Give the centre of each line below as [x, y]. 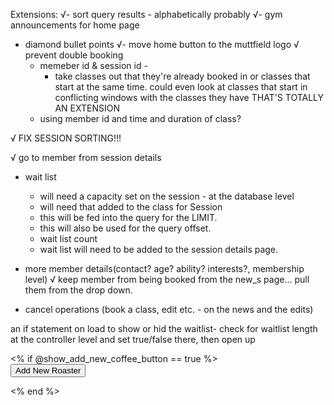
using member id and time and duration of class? [140, 118]
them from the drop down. [78, 290]
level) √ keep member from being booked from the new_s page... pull [167, 279]
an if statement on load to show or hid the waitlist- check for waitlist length [164, 328]
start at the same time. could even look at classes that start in [181, 87]
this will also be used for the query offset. [125, 228]
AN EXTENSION [87, 108]
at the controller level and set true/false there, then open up [133, 339]
